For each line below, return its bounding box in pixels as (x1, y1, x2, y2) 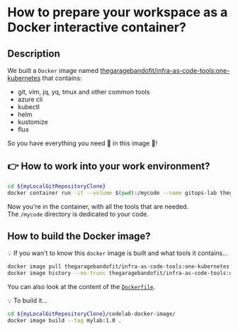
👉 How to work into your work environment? (7, 160, 210, 172)
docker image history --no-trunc (7, 270, 106, 277)
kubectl (17, 103, 40, 111)
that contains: (42, 74, 83, 82)
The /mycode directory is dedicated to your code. (7, 210, 149, 218)
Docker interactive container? (7, 19, 186, 35)
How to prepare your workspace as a (7, 4, 228, 21)
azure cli (17, 95, 43, 103)
